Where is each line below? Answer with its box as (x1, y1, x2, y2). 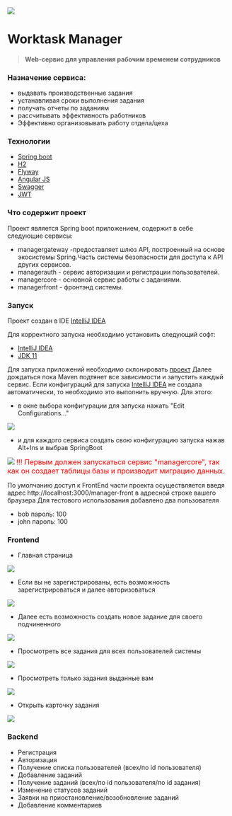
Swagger (17, 183, 45, 191)
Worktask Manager (7, 31, 122, 47)
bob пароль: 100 (17, 510, 67, 518)
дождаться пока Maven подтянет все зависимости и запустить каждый (7, 372, 224, 381)
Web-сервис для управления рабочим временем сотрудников (24, 54, 221, 63)
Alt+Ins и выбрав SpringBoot (17, 443, 103, 452)
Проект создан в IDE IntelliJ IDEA (7, 316, 106, 325)
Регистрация (17, 748, 57, 757)
